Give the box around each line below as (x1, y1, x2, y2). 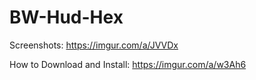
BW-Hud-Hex (9, 6, 124, 29)
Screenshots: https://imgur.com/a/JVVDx (9, 39, 179, 51)
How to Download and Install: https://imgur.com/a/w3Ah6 (9, 58, 247, 70)
